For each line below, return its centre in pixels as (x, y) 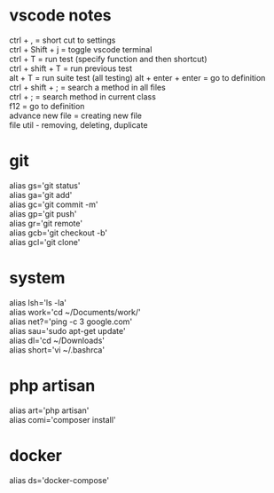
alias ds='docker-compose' (59, 480)
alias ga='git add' (41, 195)
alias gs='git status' (45, 185)
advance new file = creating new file (76, 115)
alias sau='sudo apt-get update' (67, 330)
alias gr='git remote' (46, 223)
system (37, 278)
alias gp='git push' (43, 213)
